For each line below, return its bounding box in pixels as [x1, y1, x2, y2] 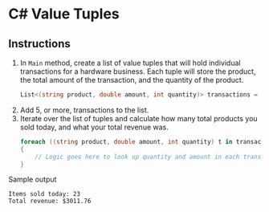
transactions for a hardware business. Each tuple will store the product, [19, 67, 256, 76]
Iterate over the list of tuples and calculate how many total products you [19, 113, 259, 123]
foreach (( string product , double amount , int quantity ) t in [19, 137, 233, 145]
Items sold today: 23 [8, 190, 81, 198]
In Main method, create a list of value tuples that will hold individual [19, 58, 241, 67]
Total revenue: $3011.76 [8, 198, 92, 206]
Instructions [8, 37, 71, 51]
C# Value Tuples [8, 5, 120, 23]
